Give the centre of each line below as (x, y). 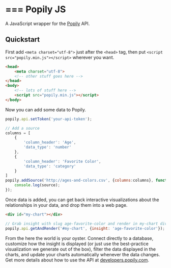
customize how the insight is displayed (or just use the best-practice (77, 243)
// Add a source (22, 128)
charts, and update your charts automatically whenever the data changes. (83, 254)
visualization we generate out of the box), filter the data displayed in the (81, 249)
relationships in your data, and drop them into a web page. (66, 205)
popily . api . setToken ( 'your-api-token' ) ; (49, 119)
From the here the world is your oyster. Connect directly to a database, (79, 238)
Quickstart (23, 40)
